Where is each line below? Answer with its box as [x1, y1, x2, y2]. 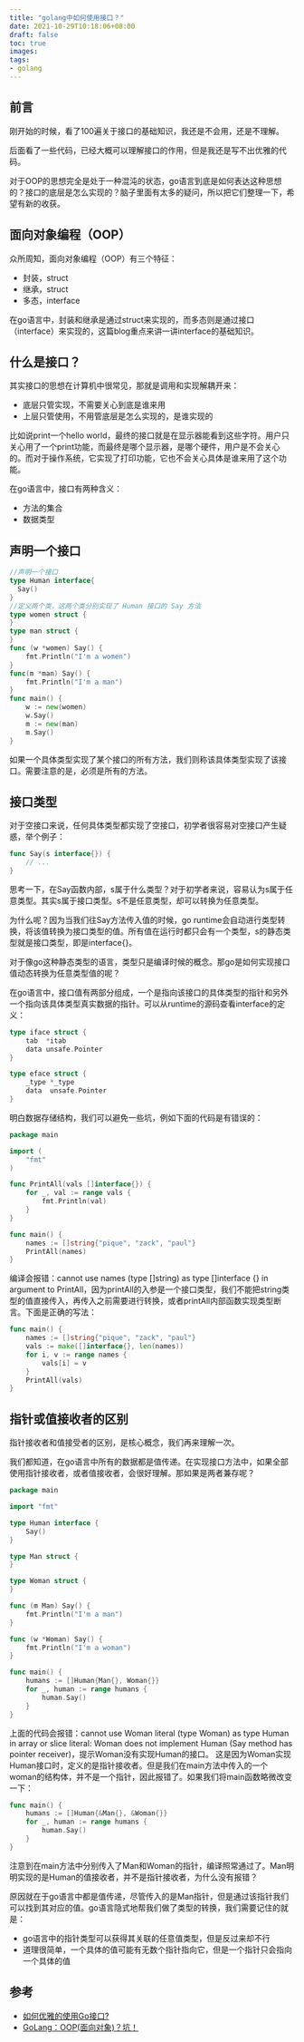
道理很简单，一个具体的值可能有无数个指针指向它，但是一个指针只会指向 [22, 1944, 292, 1955]
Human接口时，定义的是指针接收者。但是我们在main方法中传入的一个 [9, 1760, 269, 1771]
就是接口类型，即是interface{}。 [16, 937, 138, 948]
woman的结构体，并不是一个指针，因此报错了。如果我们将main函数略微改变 [9, 1771, 292, 1782]
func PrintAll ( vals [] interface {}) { [9, 1180, 152, 1189]
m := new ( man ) [25, 719, 79, 728]
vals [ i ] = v [42, 1358, 88, 1367]
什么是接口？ [9, 355, 81, 370]
